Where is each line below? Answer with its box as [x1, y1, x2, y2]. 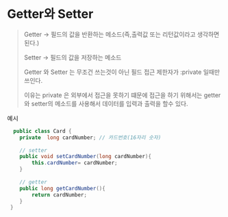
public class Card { [13, 127, 72, 134]
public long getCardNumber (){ [19, 185, 106, 192]
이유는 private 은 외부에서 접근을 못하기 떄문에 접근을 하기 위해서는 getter [23, 90, 221, 99]
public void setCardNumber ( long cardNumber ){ [19, 153, 152, 160]
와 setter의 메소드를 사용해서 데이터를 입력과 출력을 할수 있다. [23, 99, 188, 107]
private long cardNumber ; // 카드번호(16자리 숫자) [19, 134, 162, 141]
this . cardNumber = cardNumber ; [31, 159, 118, 166]
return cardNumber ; [31, 191, 88, 199]
